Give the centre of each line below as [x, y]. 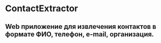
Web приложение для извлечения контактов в [81, 27]
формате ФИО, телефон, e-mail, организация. [80, 34]
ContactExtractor [42, 9]
